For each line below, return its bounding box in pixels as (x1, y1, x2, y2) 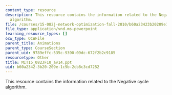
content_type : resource (5, 7, 56, 13)
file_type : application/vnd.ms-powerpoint (5, 27, 97, 32)
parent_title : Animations (5, 41, 60, 46)
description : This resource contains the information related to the (5, 12, 157, 17)
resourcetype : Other (5, 55, 50, 60)
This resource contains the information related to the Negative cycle (5, 79, 149, 85)
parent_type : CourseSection (5, 45, 66, 51)
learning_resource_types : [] (5, 31, 68, 36)
